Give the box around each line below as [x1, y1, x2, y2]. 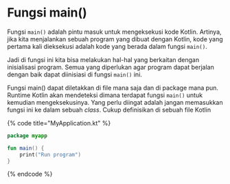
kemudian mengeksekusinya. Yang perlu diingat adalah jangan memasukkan [7, 98, 223, 106]
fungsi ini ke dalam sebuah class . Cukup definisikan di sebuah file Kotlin [7, 105, 211, 114]
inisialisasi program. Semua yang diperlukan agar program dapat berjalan [7, 63, 214, 71]
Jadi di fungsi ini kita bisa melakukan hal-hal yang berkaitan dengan [7, 55, 200, 63]
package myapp [7, 132, 48, 139]
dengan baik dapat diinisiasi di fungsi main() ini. [7, 70, 143, 79]
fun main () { [7, 145, 45, 152]
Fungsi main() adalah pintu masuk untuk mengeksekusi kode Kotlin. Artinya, [7, 28, 222, 36]
